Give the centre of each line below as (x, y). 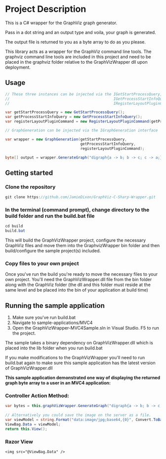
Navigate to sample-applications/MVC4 (52, 323)
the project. (24, 333)
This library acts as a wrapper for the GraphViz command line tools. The (78, 51)
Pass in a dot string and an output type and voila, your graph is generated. (81, 32)
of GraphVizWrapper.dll (29, 368)
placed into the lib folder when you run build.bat (54, 348)
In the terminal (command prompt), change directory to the (77, 209)
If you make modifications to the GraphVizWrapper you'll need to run (75, 358)
